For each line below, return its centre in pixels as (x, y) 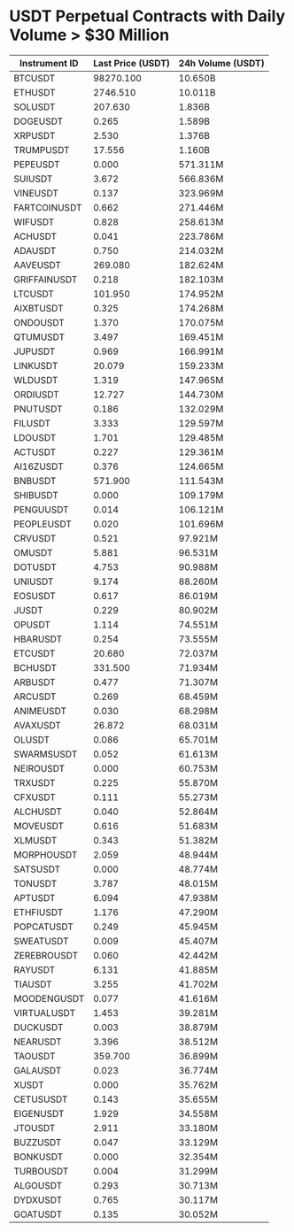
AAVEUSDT (38, 265)
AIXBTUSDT (39, 308)
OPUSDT (32, 624)
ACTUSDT (35, 451)
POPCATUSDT (43, 927)
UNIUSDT (34, 581)
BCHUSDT (35, 667)
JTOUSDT (35, 1128)
